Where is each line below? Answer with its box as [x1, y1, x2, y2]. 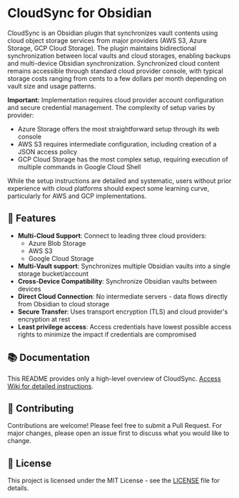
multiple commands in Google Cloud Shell [17, 162, 141, 171]
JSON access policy [17, 147, 78, 156]
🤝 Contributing [7, 402, 74, 414]
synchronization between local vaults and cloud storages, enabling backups [7, 51, 231, 60]
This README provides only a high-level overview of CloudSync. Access [7, 374, 221, 383]
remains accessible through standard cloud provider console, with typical [7, 66, 223, 75]
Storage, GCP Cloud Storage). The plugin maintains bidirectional [7, 44, 196, 52]
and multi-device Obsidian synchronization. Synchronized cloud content [7, 59, 220, 67]
